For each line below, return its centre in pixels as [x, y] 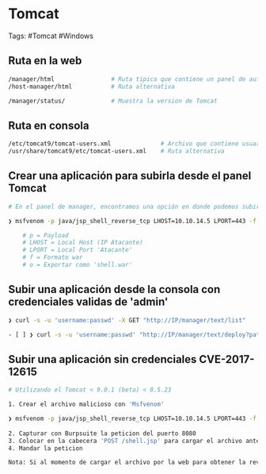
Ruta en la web [45, 61]
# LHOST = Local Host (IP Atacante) [83, 243]
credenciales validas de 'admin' [88, 302]
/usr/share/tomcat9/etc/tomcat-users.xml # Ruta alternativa [116, 152]
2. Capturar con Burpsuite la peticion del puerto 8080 [102, 434]
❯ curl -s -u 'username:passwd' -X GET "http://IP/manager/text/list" [127, 320]
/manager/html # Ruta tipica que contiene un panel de [127, 79]
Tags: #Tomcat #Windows [51, 36]
